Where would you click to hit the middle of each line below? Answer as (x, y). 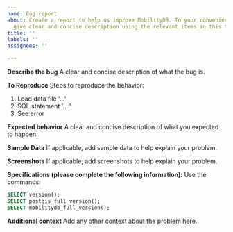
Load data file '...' (42, 99)
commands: (24, 182)
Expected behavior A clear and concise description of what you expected (113, 127)
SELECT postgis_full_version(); (54, 201)
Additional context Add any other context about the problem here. (102, 221)
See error (31, 113)
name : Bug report (32, 14)
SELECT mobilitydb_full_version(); (59, 208)
